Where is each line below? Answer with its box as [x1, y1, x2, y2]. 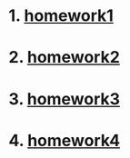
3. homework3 [8, 88, 120, 109]
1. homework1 [8, 5, 115, 26]
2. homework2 [8, 47, 120, 68]
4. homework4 [8, 130, 120, 151]
